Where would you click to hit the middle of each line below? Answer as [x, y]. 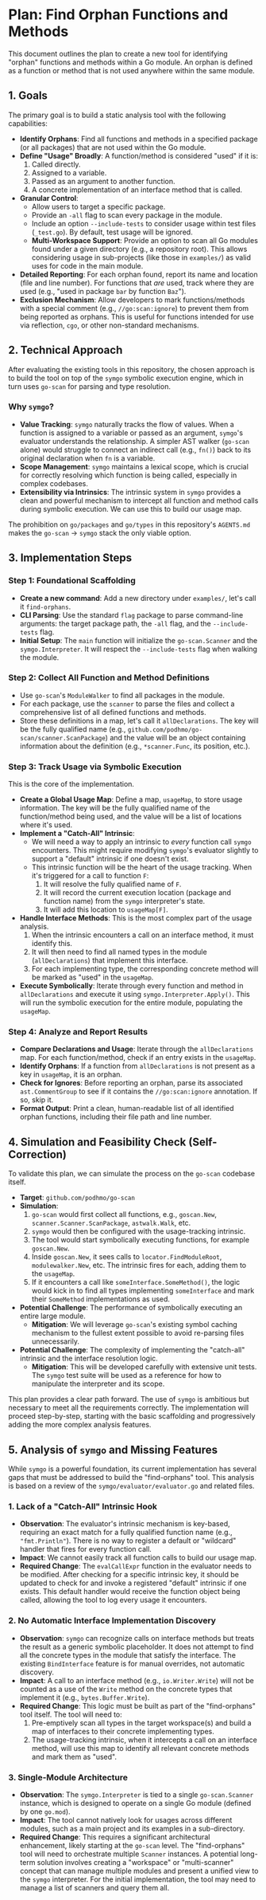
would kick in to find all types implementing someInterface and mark [143, 1291]
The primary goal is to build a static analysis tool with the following [117, 115]
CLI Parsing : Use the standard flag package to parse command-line [131, 614]
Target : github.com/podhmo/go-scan [77, 1198]
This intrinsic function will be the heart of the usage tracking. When [142, 867]
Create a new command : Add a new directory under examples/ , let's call [138, 598]
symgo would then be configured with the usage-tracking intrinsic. [139, 1231]
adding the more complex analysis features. [80, 1425]
